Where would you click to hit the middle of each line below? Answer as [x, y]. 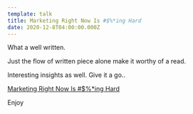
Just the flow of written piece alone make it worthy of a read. [97, 61]
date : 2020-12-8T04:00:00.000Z [54, 27]
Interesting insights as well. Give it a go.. [67, 75]
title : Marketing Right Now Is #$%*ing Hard [74, 21]
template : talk [30, 14]
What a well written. [37, 48]
